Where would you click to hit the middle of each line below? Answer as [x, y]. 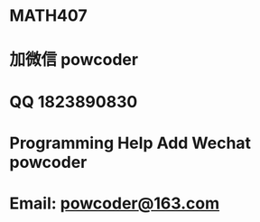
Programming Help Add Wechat [130, 143]
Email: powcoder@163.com [114, 203]
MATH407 [48, 16]
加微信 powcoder [74, 60]
